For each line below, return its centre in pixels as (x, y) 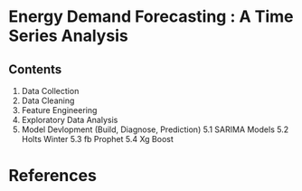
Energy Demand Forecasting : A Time (151, 17)
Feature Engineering (59, 110)
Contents (35, 69)
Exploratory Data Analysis (70, 120)
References (52, 176)
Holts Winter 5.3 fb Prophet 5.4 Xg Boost (97, 139)
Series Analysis (68, 36)
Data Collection (50, 91)
